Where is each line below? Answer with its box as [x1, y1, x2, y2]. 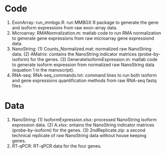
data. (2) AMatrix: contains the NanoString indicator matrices [11, 51, 137, 57]
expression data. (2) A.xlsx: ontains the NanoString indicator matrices [11, 122, 155, 128]
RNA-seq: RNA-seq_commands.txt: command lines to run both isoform [11, 72, 157, 78]
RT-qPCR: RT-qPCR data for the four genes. [11, 143, 102, 149]
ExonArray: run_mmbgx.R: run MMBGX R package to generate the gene [11, 19, 159, 25]
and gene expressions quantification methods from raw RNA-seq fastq [11, 77, 157, 83]
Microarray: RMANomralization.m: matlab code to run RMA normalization [11, 30, 162, 36]
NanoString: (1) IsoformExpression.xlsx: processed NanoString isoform [11, 116, 157, 122]
